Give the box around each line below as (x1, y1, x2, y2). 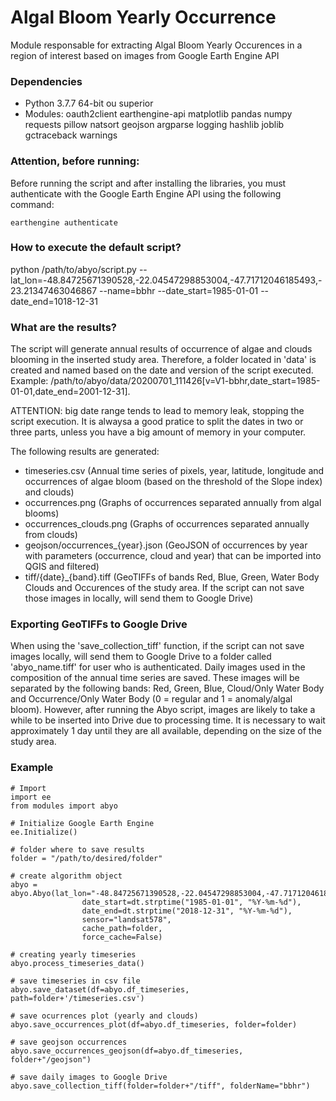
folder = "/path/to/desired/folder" (10, 853, 163, 863)
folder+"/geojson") (10, 1054, 92, 1065)
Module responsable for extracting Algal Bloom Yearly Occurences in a (10, 39, 303, 51)
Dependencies (10, 74, 83, 88)
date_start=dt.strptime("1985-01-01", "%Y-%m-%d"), (81, 897, 302, 907)
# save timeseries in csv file (10, 976, 141, 986)
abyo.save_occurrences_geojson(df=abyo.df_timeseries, (10, 1046, 244, 1056)
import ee (10, 792, 52, 802)
